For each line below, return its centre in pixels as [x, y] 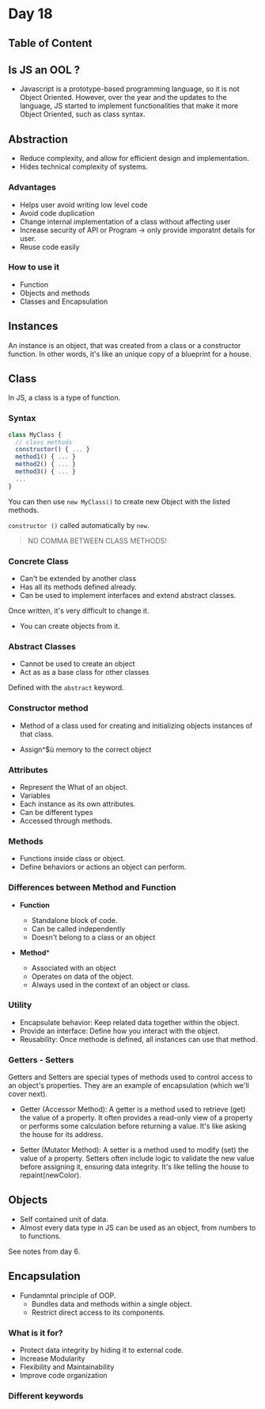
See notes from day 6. [44, 1251]
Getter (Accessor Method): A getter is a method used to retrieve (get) [132, 1109]
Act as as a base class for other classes [84, 672]
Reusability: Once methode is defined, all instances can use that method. [138, 1039]
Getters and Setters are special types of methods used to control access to [131, 1077]
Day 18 [30, 14]
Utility [20, 1005]
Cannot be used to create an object [78, 664]
